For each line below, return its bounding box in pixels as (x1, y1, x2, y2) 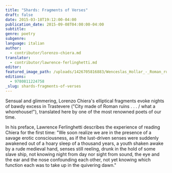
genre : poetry (5, 31, 36, 36)
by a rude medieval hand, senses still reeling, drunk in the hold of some (5, 145, 156, 152)
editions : (5, 74, 27, 79)
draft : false (5, 12, 33, 17)
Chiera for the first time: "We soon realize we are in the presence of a (5, 129, 152, 136)
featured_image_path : (5, 70, 52, 75)
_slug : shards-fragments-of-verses (5, 83, 81, 89)
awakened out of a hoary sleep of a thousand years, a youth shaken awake (5, 140, 164, 146)
